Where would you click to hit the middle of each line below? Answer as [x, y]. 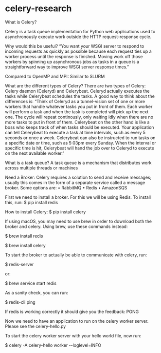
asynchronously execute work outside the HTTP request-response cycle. [78, 37]
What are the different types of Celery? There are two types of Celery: [75, 85]
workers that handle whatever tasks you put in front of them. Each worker [79, 106]
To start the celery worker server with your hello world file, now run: [73, 335]
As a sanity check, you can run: [36, 292]
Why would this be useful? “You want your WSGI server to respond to [75, 46]
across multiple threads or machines [42, 168]
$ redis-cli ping [20, 302]
